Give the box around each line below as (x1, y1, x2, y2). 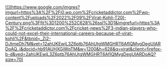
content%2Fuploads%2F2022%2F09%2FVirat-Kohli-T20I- (5, 15, 126, 20)
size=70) (5, 57, 23, 62)
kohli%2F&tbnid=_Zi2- (5, 35, 51, 41)
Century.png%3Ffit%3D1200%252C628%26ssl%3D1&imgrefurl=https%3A (5, 20, 161, 26)
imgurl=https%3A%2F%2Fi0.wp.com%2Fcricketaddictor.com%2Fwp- (5, 9, 151, 15)
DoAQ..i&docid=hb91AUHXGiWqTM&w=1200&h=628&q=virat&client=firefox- (5, 46, 162, 52)
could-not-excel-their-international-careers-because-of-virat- (5, 31, 133, 36)
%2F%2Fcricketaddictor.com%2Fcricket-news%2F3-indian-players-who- (5, 25, 158, 31)
